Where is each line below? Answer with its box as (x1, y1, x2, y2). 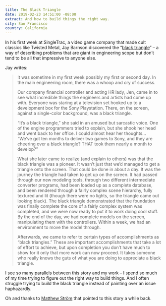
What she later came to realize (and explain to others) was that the (17, 156, 154, 162)
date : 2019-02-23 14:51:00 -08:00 (5, 12, 77, 17)
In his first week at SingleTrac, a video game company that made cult (5, 39, 146, 45)
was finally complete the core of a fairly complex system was (17, 203, 143, 209)
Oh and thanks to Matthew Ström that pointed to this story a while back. (5, 296, 152, 302)
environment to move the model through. (17, 224, 101, 231)
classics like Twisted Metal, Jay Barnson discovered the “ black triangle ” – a (5, 45, 159, 51)
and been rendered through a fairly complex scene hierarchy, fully (17, 187, 153, 193)
